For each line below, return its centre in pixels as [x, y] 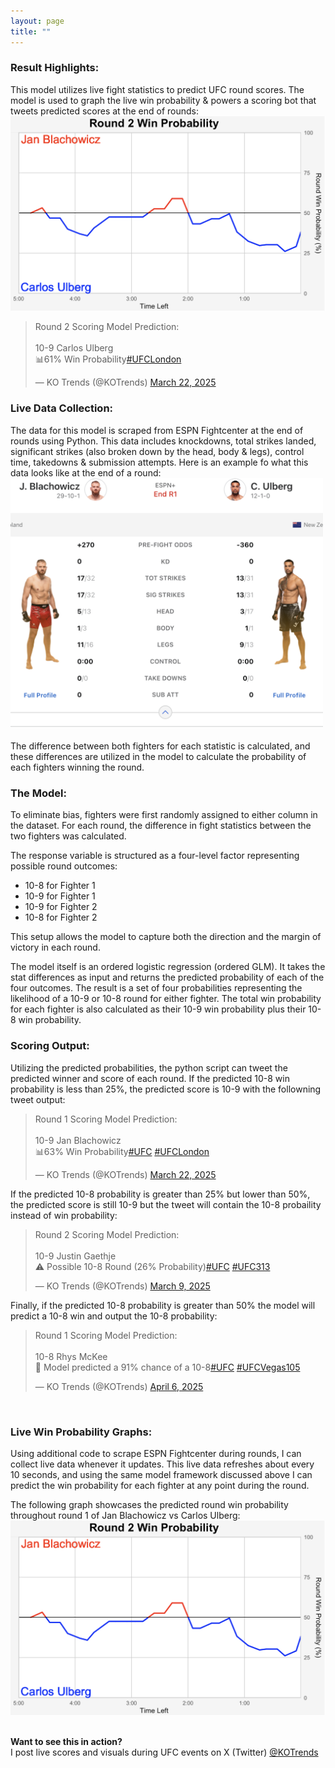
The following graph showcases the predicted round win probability [149, 1504]
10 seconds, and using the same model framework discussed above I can [161, 1474]
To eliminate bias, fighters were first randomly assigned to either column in [164, 815]
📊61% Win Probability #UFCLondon [108, 359]
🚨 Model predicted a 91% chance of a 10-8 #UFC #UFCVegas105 [167, 1367]
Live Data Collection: [62, 408]
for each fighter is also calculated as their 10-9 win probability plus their [158, 1009]
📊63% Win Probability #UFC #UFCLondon [122, 1151]
